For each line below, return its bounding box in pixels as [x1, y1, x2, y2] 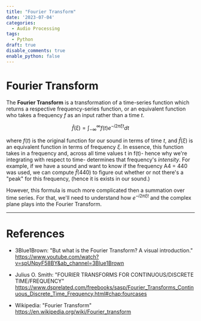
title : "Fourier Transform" [6, 8, 77, 15]
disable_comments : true [6, 48, 66, 54]
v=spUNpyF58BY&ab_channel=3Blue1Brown [14, 259, 124, 267]
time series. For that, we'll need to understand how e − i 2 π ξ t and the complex [6, 193, 191, 201]
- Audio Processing [11, 25, 60, 32]
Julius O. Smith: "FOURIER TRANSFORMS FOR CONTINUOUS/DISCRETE [14, 271, 194, 278]
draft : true [6, 42, 36, 48]
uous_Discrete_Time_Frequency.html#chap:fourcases [14, 290, 147, 297]
